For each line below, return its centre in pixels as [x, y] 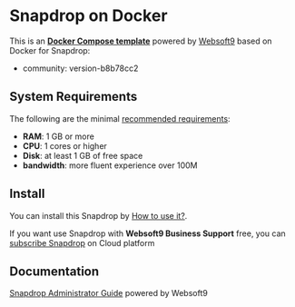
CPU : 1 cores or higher [64, 145]
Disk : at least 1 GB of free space [83, 155]
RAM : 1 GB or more [59, 136]
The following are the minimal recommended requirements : [120, 118]
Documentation [54, 271]
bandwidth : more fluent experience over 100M [110, 165]
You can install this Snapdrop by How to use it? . [98, 215]
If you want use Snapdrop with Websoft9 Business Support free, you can [147, 233]
